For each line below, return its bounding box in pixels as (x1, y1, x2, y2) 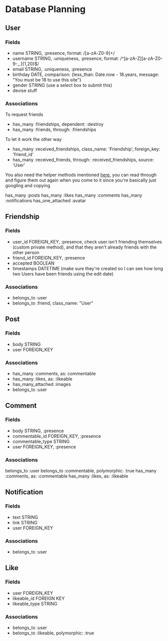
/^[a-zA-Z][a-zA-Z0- (120, 55, 163, 61)
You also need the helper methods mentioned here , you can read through (5, 172, 157, 178)
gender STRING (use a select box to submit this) (12, 82, 112, 88)
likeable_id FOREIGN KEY (12, 595, 65, 601)
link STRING (12, 519, 38, 525)
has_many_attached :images (12, 381, 71, 387)
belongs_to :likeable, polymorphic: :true (12, 630, 94, 636)
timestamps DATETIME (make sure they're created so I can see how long (12, 265, 163, 271)
